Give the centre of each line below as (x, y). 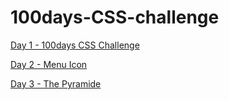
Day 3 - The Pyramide (56, 83)
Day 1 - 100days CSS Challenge (75, 45)
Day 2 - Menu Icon (49, 64)
